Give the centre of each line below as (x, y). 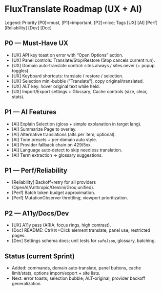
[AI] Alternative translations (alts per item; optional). (63, 134)
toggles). (20, 71)
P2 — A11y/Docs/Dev (37, 213)
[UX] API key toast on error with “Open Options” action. (67, 55)
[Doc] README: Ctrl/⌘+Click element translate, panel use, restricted (81, 230)
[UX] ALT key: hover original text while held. (56, 86)
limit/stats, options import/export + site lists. (56, 273)
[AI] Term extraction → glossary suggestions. (57, 155)
